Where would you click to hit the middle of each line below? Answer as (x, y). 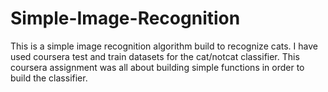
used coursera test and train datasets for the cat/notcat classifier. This (155, 56)
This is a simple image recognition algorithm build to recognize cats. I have (164, 46)
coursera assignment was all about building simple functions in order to (157, 67)
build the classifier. (49, 78)
